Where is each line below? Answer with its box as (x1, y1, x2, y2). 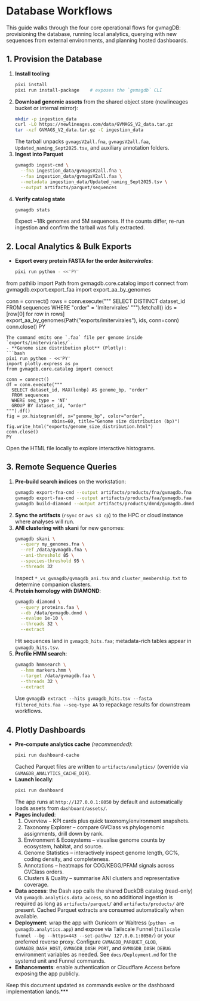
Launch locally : (14, 776, 54, 783)
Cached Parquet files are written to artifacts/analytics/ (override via (14, 763, 189, 771)
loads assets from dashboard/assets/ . (14, 804, 107, 812)
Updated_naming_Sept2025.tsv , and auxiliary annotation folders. (14, 144, 170, 151)
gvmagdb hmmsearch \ (14, 662, 66, 668)
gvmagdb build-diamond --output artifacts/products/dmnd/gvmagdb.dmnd (14, 500, 195, 506)
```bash (6, 350, 26, 357)
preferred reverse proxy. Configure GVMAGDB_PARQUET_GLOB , (14, 938, 158, 945)
